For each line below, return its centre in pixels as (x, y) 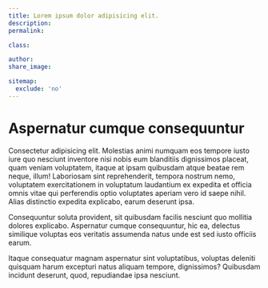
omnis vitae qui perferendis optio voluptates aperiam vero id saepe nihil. (127, 193)
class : (19, 45)
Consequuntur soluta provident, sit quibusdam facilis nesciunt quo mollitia (130, 217)
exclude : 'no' (39, 89)
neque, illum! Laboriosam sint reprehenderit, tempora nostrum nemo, (122, 176)
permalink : (26, 30)
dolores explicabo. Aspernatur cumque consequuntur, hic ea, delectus (124, 226)
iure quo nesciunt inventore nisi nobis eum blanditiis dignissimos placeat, (129, 159)
